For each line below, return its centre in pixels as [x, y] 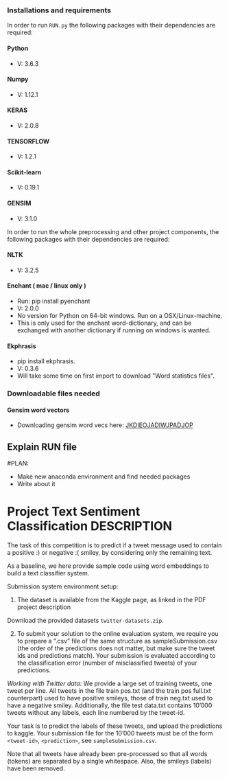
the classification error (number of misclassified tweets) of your [107, 663]
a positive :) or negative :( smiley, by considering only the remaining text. [110, 552]
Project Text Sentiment [74, 512]
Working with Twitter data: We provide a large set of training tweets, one [110, 683]
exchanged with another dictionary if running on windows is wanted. [114, 330]
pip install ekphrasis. [46, 361]
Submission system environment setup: [63, 586]
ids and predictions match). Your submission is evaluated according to [116, 655]
